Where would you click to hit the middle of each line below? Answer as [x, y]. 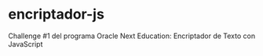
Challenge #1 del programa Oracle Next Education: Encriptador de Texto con [132, 36]
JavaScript [26, 44]
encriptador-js [56, 14]
